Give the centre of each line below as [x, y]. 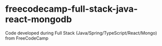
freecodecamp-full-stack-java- [72, 9]
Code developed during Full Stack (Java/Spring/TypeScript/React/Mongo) [81, 33]
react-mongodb [39, 19]
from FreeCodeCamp [27, 38]
